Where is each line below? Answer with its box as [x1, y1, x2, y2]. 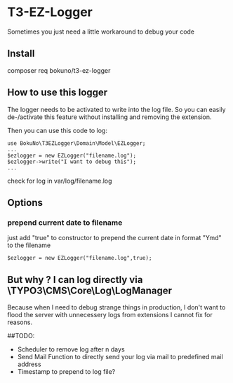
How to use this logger [7, 87, 108, 99]
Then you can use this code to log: [7, 126, 107, 134]
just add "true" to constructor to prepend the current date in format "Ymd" [7, 234, 222, 242]
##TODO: [7, 332, 35, 340]
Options [7, 197, 44, 209]
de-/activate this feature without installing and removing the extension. [7, 113, 212, 121]
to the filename [7, 241, 51, 249]
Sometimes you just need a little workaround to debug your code [7, 27, 195, 36]
